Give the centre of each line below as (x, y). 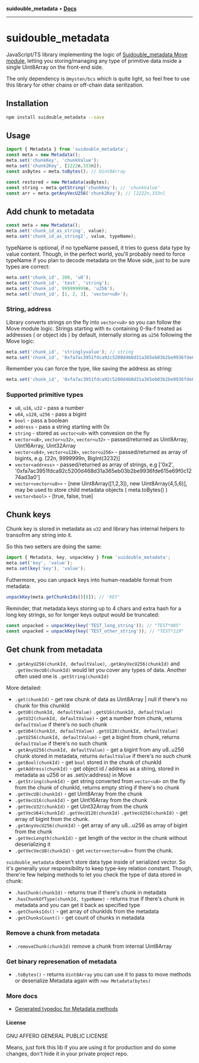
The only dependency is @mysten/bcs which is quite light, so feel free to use (98, 78)
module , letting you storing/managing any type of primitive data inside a (94, 61)
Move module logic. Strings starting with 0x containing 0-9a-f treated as (94, 328)
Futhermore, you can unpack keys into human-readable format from (89, 580)
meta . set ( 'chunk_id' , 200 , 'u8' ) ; (49, 277)
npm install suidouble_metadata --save (55, 117)
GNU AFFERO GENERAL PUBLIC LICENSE (57, 1036)
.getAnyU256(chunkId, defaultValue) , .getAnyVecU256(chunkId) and (97, 664)
